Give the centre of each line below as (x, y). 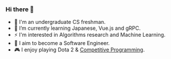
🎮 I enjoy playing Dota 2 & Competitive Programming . (79, 50)
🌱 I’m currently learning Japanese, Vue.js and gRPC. (77, 28)
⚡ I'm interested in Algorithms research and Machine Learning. (90, 35)
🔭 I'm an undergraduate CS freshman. (60, 22)
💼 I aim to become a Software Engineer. (62, 43)
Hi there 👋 (20, 9)
